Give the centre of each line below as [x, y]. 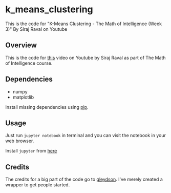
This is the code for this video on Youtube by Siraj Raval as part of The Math [85, 57]
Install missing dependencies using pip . [47, 107]
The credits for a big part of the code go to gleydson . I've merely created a [84, 179]
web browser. [20, 141]
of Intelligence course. [29, 63]
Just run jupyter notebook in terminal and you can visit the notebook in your [86, 136]
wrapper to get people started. [38, 185]
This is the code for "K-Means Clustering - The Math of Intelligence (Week [84, 24]
